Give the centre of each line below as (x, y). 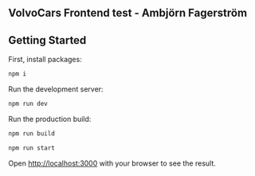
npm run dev (28, 104)
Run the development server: (56, 89)
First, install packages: (45, 60)
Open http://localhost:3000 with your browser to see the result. (112, 163)
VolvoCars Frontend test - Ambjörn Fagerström (128, 13)
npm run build (32, 133)
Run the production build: (50, 119)
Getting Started (47, 40)
